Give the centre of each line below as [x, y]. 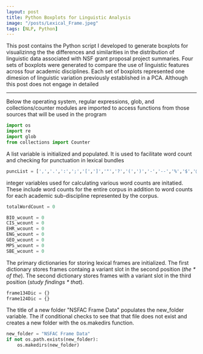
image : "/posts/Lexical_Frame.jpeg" [52, 23]
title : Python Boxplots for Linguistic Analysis [69, 17]
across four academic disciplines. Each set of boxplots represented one [95, 71]
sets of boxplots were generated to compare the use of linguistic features [98, 65]
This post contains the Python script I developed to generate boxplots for [97, 46]
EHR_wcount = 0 [25, 229]
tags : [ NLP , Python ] [32, 29]
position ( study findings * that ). [45, 282]
